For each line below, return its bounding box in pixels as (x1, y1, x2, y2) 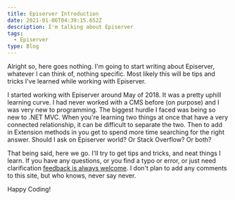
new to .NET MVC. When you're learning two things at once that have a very (7, 113, 229, 121)
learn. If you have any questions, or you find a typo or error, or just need (7, 156, 217, 165)
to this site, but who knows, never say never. (7, 171, 136, 180)
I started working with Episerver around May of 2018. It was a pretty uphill (7, 91, 222, 99)
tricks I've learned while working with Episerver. (7, 77, 146, 85)
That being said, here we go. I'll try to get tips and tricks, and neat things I (7, 149, 221, 157)
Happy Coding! (7, 185, 51, 193)
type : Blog (7, 43, 39, 50)
